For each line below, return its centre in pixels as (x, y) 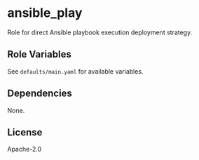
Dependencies (40, 94)
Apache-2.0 (25, 149)
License (25, 132)
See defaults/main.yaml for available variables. (75, 71)
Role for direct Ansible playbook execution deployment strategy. (100, 32)
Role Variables (39, 54)
